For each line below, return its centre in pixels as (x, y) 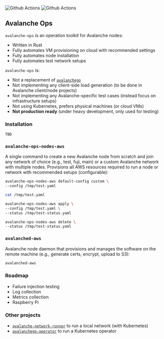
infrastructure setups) (34, 101)
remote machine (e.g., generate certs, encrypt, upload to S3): (67, 254)
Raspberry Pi (25, 302)
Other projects (23, 315)
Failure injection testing (36, 286)
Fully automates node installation (46, 55)
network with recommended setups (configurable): (57, 172)
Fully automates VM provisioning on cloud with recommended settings (84, 50)
